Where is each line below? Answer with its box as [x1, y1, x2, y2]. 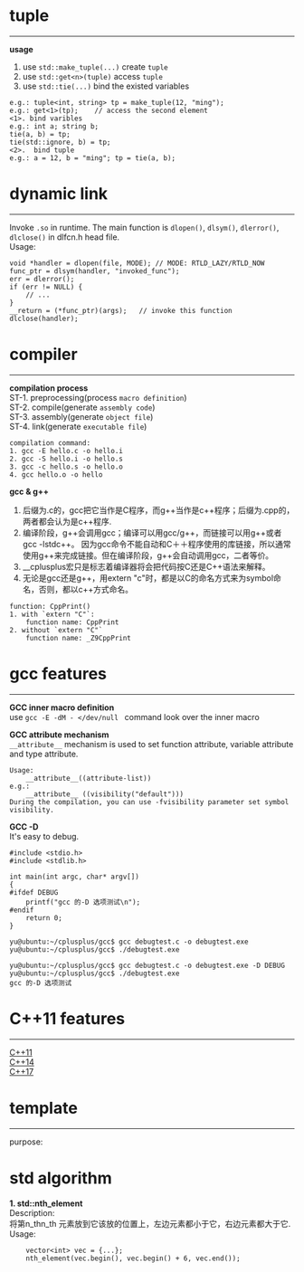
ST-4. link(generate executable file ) [9, 421, 147, 432]
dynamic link [9, 184, 109, 204]
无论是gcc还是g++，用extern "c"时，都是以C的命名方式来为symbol [22, 572, 274, 584]
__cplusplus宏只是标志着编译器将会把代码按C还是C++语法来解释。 [22, 561, 271, 572]
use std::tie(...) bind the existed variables [22, 81, 190, 91]
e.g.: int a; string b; [9, 121, 100, 131]
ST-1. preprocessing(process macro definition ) [9, 392, 187, 403]
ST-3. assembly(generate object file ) [9, 411, 154, 422]
